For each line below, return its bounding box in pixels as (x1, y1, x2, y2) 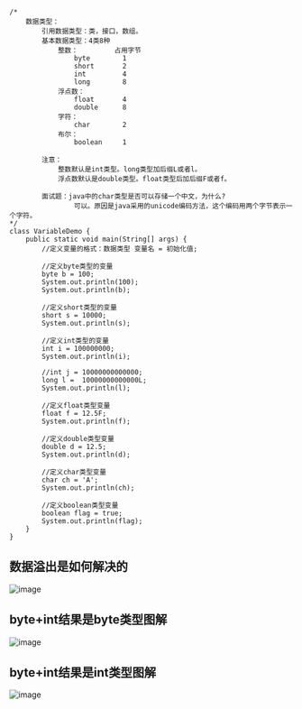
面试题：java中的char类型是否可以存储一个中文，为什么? (41, 192, 226, 201)
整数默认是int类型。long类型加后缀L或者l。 (57, 165, 202, 174)
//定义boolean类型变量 (41, 501, 119, 510)
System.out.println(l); (41, 383, 131, 392)
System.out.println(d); (41, 450, 131, 459)
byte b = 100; (41, 270, 95, 279)
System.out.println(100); (41, 278, 140, 287)
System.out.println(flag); (41, 517, 143, 526)
